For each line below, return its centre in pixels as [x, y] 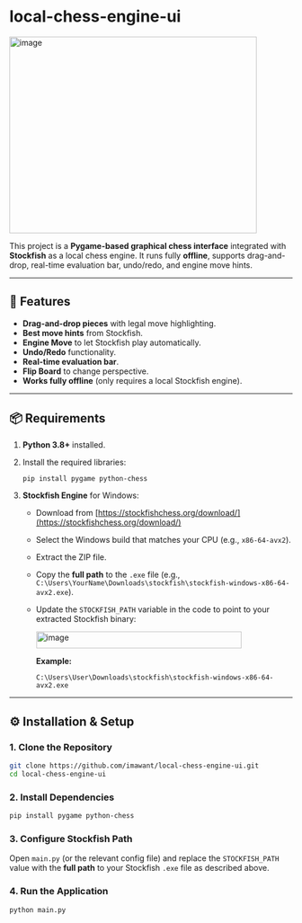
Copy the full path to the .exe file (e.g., [108, 575]
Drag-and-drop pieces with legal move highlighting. [119, 323]
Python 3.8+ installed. [64, 444]
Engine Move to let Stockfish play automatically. [111, 342]
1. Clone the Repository [61, 747]
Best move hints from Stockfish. [83, 333]
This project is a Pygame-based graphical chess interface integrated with [148, 245]
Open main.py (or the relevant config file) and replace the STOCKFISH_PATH [144, 858]
